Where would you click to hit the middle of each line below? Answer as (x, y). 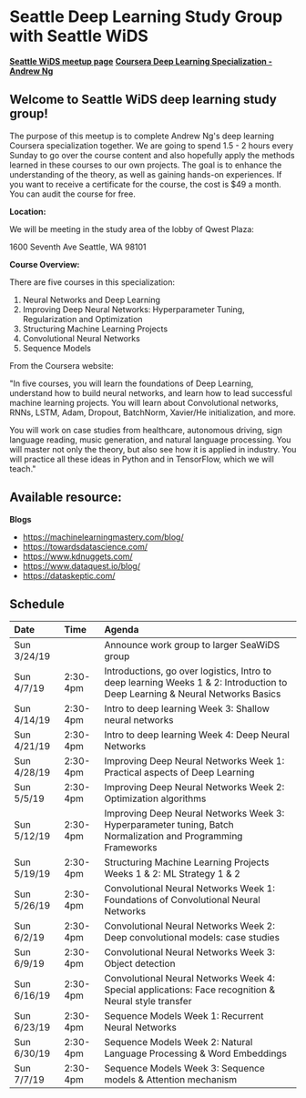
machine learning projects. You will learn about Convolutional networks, (144, 402)
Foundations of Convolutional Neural (183, 900)
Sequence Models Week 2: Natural (178, 1042)
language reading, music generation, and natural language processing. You (150, 440)
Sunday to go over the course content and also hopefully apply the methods (152, 155)
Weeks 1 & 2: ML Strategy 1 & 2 (173, 874)
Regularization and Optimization (82, 319)
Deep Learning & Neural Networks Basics (193, 694)
